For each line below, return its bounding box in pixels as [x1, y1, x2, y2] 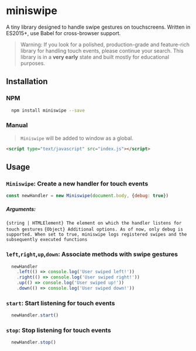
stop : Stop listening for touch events [6, 326, 111, 334]
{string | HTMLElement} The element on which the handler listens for [6, 221, 182, 226]
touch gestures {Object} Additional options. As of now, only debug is [6, 226, 183, 232]
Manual [6, 121, 28, 129]
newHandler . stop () [11, 339, 57, 346]
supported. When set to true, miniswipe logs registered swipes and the [6, 232, 187, 238]
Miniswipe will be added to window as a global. [20, 135, 133, 142]
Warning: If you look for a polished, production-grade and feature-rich [20, 41, 190, 48]
